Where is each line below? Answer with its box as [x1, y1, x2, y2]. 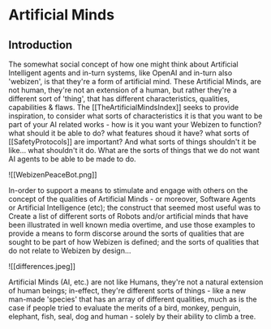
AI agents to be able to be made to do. [8, 154, 136, 164]
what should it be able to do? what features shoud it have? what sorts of [8, 128, 250, 138]
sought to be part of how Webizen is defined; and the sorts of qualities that [8, 237, 260, 246]
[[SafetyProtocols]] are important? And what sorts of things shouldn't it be [8, 137, 257, 147]
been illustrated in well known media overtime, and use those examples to [8, 220, 256, 229]
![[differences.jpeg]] [8, 262, 75, 271]
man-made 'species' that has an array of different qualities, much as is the [8, 294, 257, 304]
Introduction [8, 38, 73, 52]
